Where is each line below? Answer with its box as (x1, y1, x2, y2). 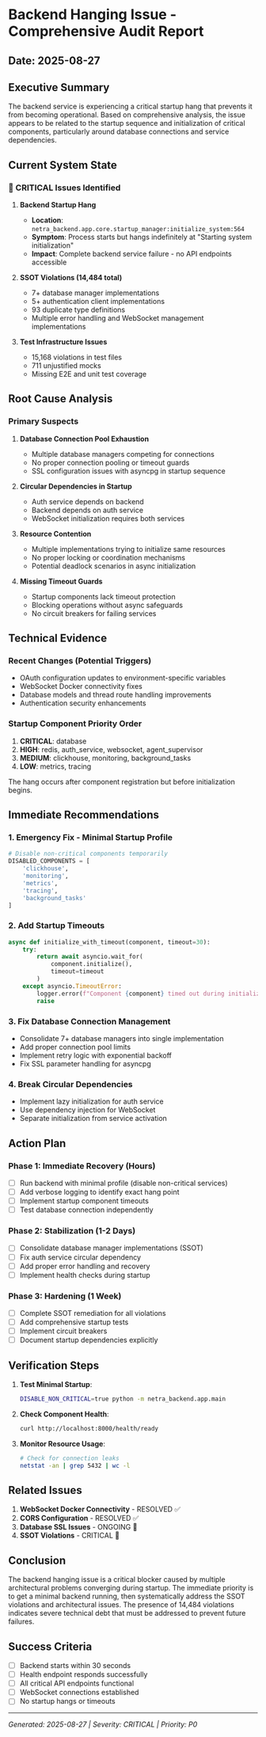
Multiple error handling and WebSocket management (31, 314, 204, 323)
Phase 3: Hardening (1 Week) (8, 1290, 122, 1302)
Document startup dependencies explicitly (19, 1336, 158, 1345)
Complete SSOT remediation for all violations (19, 1308, 166, 1317)
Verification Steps (8, 1359, 100, 1372)
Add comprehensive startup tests (19, 1317, 129, 1327)
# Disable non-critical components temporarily (8, 849, 169, 858)
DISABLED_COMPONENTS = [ (8, 857, 90, 865)
